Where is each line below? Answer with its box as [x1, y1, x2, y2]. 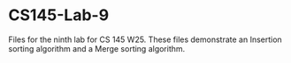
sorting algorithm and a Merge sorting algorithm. [8, 43, 186, 53]
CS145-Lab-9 [8, 5, 110, 25]
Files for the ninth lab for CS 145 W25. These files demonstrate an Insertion [8, 34, 282, 45]
